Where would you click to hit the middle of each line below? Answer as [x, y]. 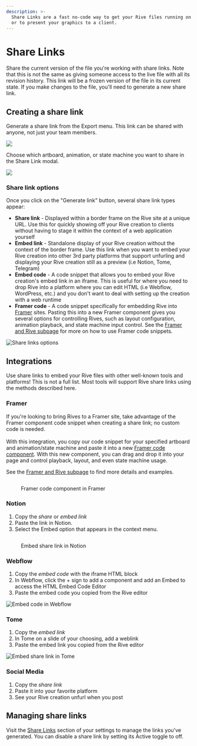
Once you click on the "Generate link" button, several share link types [91, 200]
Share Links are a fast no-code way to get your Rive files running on [101, 17]
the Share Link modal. [32, 161]
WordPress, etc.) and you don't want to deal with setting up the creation [102, 294]
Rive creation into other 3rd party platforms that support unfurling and [100, 256]
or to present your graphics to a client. [64, 22]
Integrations [29, 361]
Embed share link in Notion [54, 546]
